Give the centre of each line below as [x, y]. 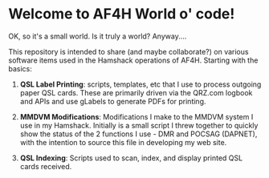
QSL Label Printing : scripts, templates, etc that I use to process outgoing [141, 84]
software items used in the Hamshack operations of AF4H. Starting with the [133, 60]
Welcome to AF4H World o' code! [122, 14]
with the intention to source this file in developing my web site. [123, 142]
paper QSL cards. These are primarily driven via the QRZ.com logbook [136, 92]
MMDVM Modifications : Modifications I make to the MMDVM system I [137, 116]
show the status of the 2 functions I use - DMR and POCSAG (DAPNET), [139, 134]
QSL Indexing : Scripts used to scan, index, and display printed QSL [131, 158]
